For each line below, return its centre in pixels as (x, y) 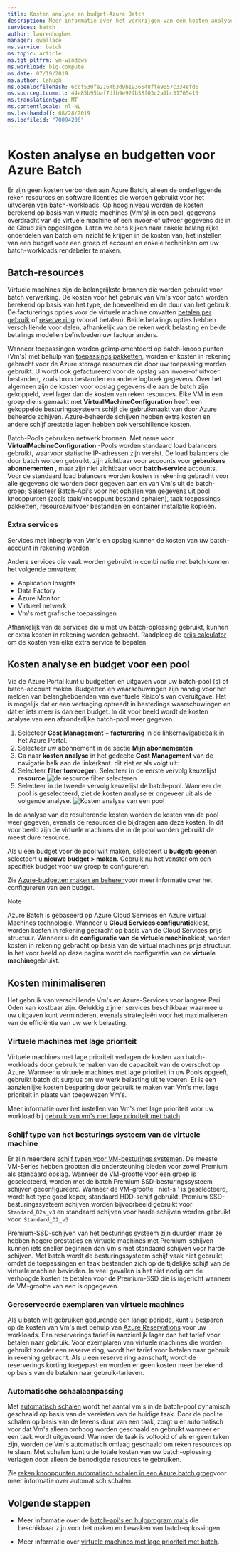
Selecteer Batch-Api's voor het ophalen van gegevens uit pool (119, 491)
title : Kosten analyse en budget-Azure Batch (76, 14)
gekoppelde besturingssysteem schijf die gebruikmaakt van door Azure (112, 409)
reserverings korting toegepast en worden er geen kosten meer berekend (115, 1365)
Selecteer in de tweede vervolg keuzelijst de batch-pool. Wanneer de (119, 786)
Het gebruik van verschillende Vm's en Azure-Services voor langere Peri (114, 1000)
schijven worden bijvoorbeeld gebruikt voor (129, 1204)
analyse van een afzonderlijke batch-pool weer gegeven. (91, 719)
